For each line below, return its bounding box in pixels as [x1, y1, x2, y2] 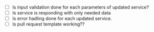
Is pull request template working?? [12, 21, 85, 27]
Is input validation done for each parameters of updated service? [12, 4, 149, 10]
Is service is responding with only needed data [12, 10, 111, 16]
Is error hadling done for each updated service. [12, 15, 112, 21]
